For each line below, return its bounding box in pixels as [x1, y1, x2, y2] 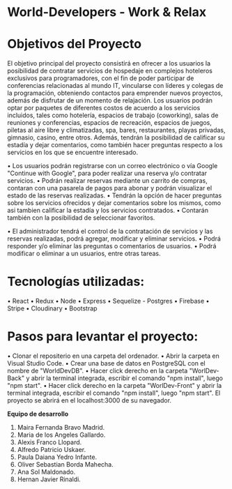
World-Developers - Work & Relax [7, 4, 207, 20]
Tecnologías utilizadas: [7, 273, 145, 289]
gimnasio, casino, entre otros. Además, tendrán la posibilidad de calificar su [7, 133, 225, 142]
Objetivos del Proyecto [7, 36, 141, 52]
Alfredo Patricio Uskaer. [17, 446, 86, 453]
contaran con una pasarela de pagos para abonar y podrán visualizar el [7, 184, 212, 193]
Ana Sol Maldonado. [17, 468, 76, 476]
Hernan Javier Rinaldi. [17, 475, 82, 483]
